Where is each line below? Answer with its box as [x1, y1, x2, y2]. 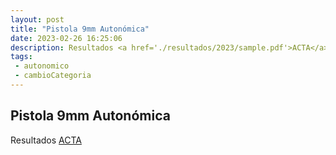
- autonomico [14, 61, 70, 71]
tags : [10, 52, 33, 62]
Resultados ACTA [10, 134, 82, 146]
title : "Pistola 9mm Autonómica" [10, 24, 150, 34]
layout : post [10, 14, 65, 25]
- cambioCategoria [14, 71, 92, 81]
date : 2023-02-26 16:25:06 [10, 33, 123, 43]
